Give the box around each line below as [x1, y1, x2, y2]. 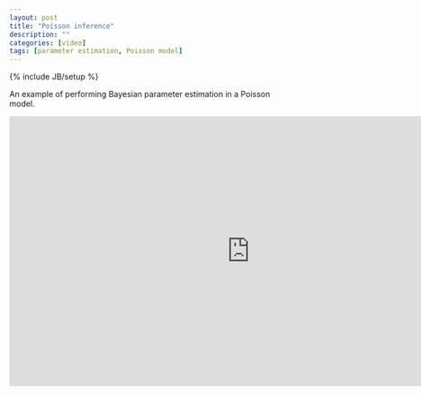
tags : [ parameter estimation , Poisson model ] [9, 47, 183, 56]
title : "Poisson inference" [9, 22, 115, 31]
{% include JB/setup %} [9, 71, 99, 82]
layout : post [9, 13, 58, 22]
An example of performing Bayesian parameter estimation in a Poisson [9, 89, 271, 100]
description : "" [9, 30, 70, 39]
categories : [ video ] [9, 38, 87, 48]
